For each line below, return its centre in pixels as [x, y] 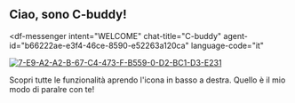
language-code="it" [227, 45]
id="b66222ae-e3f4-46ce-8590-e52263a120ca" [99, 45]
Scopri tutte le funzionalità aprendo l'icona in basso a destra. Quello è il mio [147, 80]
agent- [236, 36]
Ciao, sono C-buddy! [68, 15]
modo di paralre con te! [52, 89]
